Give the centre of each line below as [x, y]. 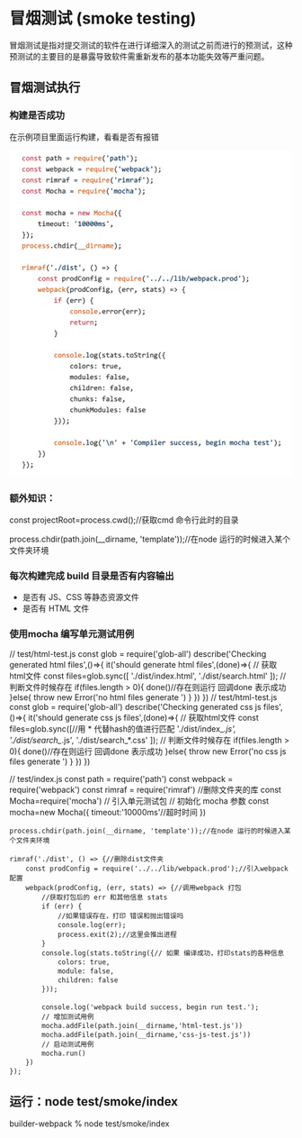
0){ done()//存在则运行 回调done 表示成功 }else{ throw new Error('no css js [148, 751]
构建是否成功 [37, 115]
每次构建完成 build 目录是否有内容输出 [92, 576]
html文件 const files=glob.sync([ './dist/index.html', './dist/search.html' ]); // [147, 676]
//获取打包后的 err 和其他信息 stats [105, 897]
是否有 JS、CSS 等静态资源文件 [80, 597]
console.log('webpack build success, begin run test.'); [150, 1007]
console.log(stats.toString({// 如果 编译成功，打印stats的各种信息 [163, 953]
